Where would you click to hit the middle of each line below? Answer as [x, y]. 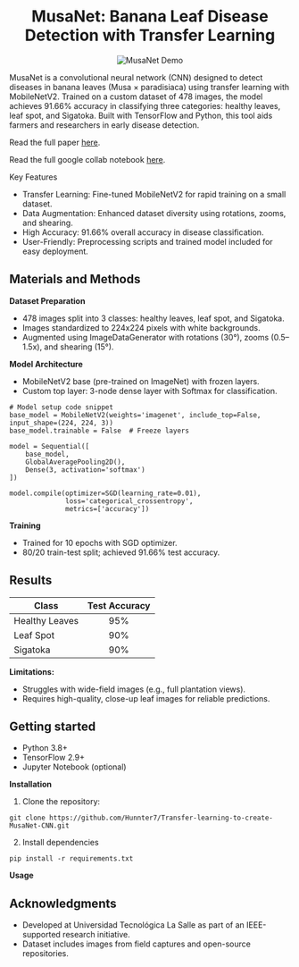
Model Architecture [46, 364]
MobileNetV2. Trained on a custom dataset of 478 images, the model [136, 97]
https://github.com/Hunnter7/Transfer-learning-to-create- [161, 818]
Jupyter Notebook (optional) [74, 767]
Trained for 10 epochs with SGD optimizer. [100, 542]
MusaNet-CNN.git [39, 826]
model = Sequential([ [50, 446]
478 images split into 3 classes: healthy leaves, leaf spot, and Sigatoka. [154, 318]
